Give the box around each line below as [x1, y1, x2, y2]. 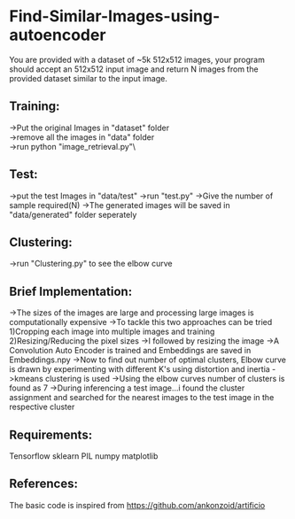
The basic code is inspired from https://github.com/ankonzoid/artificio [9, 500, 266, 510]
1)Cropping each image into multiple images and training [9, 326, 215, 337]
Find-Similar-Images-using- [9, 6, 221, 27]
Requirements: [9, 427, 93, 442]
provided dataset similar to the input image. [9, 73, 168, 83]
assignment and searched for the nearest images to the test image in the [9, 392, 275, 403]
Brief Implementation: [9, 283, 133, 298]
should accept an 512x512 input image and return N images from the [9, 64, 259, 74]
